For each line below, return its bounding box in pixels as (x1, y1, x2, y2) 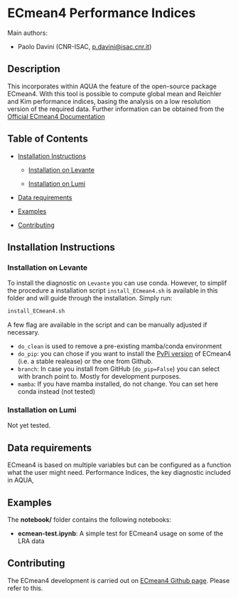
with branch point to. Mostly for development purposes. (17, 372, 181, 381)
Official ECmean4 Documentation (7, 112, 105, 120)
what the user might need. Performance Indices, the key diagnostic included (7, 468, 231, 477)
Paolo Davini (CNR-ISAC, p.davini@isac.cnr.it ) (17, 42, 152, 51)
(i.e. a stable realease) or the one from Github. (17, 357, 153, 366)
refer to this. (7, 584, 43, 592)
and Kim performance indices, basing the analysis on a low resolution (7, 97, 211, 105)
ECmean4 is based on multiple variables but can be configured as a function (7, 461, 232, 469)
